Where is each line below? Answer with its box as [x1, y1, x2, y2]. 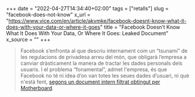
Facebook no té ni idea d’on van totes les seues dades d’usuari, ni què [20, 72, 190, 79]
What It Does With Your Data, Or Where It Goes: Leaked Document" [6, 30, 169, 37]
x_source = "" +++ [6, 36, 51, 43]
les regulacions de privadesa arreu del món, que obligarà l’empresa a [20, 54, 187, 60]
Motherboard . [20, 85, 54, 91]
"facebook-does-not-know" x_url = [6, 11, 91, 18]
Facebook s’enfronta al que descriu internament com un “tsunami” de [20, 47, 188, 54]
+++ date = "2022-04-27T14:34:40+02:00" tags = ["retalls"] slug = [6, 5, 169, 12]
